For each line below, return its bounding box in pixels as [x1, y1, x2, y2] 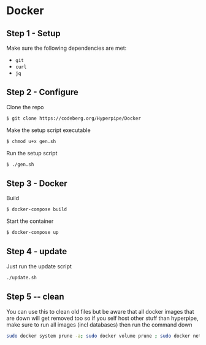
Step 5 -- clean [6, 292, 64, 302]
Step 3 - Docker [6, 178, 67, 188]
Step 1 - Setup [6, 28, 61, 39]
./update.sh [6, 274, 37, 281]
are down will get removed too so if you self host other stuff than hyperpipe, [6, 314, 199, 322]
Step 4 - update [6, 246, 67, 257]
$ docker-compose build [6, 206, 67, 212]
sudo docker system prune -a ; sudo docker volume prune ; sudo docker [6, 333, 191, 339]
